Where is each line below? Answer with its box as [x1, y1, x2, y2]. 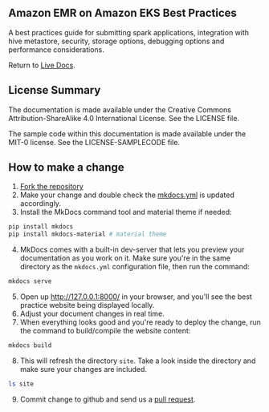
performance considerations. [8, 44, 104, 55]
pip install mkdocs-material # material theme [8, 230, 167, 239]
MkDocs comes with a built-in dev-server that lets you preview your [19, 244, 245, 255]
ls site [8, 380, 35, 388]
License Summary [8, 83, 101, 97]
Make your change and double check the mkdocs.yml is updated [19, 190, 234, 200]
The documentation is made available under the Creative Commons [8, 104, 231, 115]
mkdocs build [8, 341, 52, 349]
